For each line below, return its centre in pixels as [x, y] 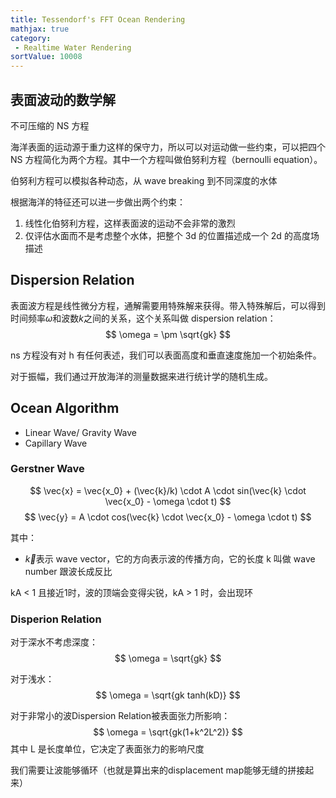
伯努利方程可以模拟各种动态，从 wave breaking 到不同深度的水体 [144, 180]
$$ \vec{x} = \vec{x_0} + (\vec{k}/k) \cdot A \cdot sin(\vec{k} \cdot [168, 490]
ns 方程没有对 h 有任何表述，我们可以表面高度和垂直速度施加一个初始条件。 [166, 355]
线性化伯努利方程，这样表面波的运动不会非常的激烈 [130, 223]
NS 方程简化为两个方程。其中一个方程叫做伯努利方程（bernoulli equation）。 [166, 159]
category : [31, 38]
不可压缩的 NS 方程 [50, 125]
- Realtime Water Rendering [73, 47]
